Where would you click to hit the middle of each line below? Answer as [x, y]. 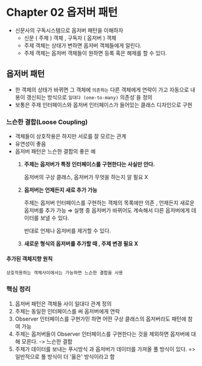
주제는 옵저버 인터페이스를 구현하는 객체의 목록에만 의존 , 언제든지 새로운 [109, 203]
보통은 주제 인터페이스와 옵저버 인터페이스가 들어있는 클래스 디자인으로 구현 [104, 105]
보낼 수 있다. [55, 218]
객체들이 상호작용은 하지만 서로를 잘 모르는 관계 [71, 136]
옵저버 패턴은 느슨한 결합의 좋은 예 [55, 151]
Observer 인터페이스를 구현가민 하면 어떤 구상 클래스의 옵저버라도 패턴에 [101, 319]
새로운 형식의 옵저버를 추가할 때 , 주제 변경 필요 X [81, 244]
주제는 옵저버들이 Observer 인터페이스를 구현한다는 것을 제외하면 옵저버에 [102, 334]
